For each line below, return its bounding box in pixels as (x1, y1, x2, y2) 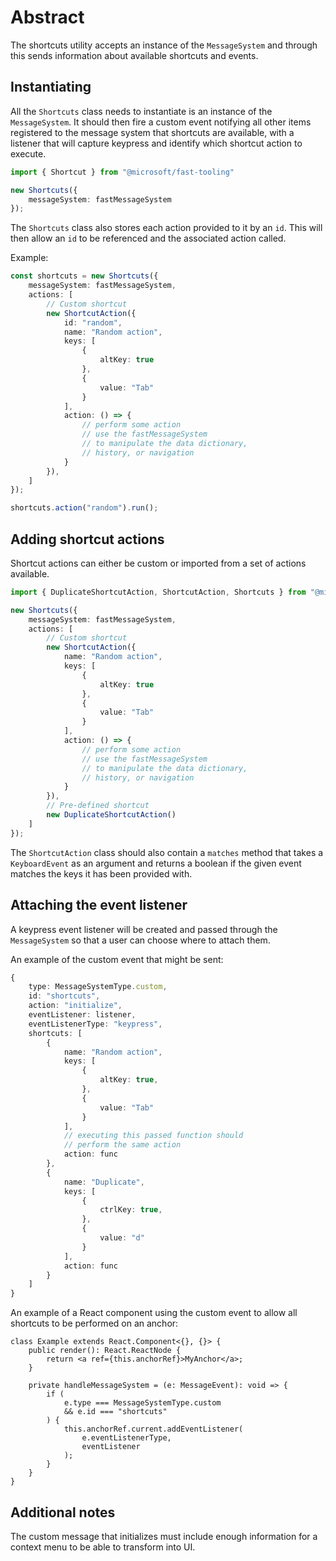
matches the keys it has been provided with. (10, 867, 193, 880)
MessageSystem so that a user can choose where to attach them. (10, 934, 271, 946)
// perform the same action (63, 1140, 182, 1150)
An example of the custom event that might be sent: (10, 953, 224, 965)
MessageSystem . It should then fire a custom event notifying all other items (10, 116, 312, 128)
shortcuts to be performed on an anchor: (10, 1317, 179, 1330)
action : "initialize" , (28, 1001, 123, 1011)
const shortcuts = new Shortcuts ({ (10, 271, 159, 281)
